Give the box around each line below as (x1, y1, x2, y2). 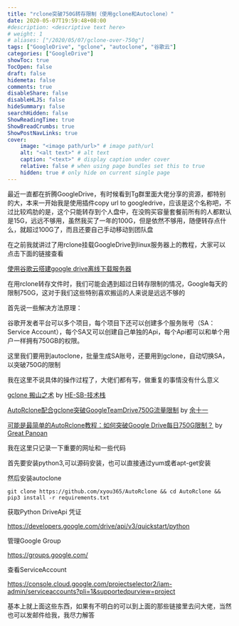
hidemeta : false (7, 76, 55, 84)
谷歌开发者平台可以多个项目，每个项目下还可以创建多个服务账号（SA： (7, 318, 216, 327)
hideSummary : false (7, 103, 65, 110)
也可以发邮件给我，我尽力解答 (7, 610, 95, 619)
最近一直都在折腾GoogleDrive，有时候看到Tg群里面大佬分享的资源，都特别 (7, 189, 226, 198)
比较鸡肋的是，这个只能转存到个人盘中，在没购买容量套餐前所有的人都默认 (13, 207, 232, 216)
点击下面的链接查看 (7, 249, 64, 258)
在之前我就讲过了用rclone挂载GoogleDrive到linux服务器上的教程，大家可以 (7, 240, 226, 249)
